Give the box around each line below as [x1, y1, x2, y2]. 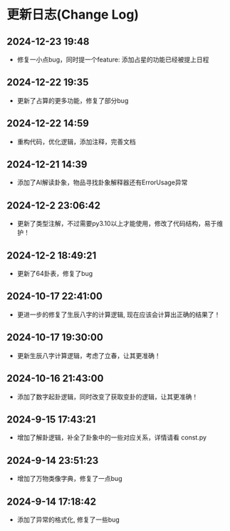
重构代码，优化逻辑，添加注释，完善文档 [16, 137, 136, 146]
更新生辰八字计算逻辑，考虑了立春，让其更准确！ [16, 351, 161, 359]
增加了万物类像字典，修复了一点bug [16, 475, 122, 483]
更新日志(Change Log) [6, 6, 140, 23]
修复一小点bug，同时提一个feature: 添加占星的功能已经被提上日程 [16, 55, 209, 64]
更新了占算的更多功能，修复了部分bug [16, 96, 129, 104]
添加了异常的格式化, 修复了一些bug [16, 515, 120, 524]
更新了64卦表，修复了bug [16, 269, 93, 278]
